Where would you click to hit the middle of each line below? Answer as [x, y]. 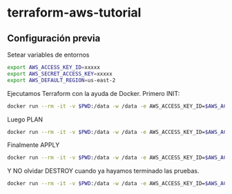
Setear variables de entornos [48, 55]
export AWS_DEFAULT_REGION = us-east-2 [61, 80]
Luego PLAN [25, 119]
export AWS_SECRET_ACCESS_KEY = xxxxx [60, 74]
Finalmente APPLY [33, 145]
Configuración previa [54, 38]
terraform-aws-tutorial [74, 13]
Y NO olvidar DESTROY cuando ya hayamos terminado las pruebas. [103, 171]
